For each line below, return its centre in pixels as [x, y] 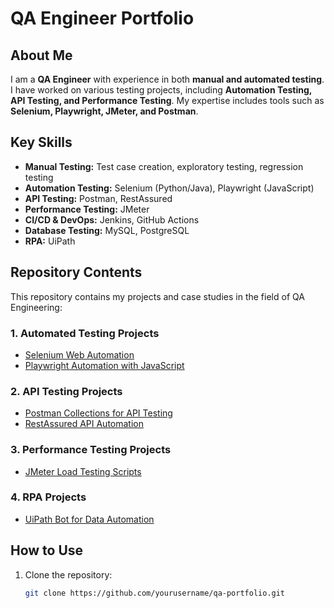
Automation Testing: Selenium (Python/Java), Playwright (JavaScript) [169, 188]
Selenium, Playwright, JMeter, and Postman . [104, 111]
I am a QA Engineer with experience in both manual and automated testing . [167, 79]
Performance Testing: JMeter [87, 209]
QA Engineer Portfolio [102, 18]
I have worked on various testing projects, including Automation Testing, [161, 90]
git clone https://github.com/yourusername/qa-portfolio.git [155, 593]
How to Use [47, 550]
